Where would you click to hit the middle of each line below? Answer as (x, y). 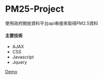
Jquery (20, 62)
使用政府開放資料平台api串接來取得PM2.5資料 (52, 23)
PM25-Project (35, 9)
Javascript (23, 57)
